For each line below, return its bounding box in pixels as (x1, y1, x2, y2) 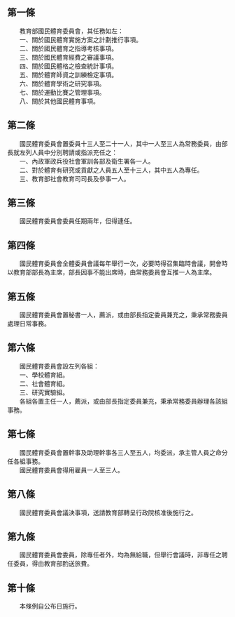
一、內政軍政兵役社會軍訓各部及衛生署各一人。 (19, 157, 155, 165)
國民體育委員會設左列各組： (19, 361, 99, 370)
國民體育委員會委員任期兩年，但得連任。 (19, 217, 136, 225)
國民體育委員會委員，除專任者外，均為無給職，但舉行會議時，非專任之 (19, 550, 222, 559)
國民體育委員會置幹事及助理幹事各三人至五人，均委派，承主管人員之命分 (19, 448, 228, 456)
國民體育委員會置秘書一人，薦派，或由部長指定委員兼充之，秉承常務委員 (19, 311, 228, 319)
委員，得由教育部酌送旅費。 (13, 559, 93, 568)
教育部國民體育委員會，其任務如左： (19, 27, 124, 35)
